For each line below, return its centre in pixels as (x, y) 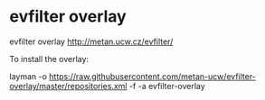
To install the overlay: (49, 59)
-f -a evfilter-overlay (167, 86)
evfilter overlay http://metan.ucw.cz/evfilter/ (91, 41)
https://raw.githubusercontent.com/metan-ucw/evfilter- (152, 76)
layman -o (28, 76)
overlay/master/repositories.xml (68, 86)
